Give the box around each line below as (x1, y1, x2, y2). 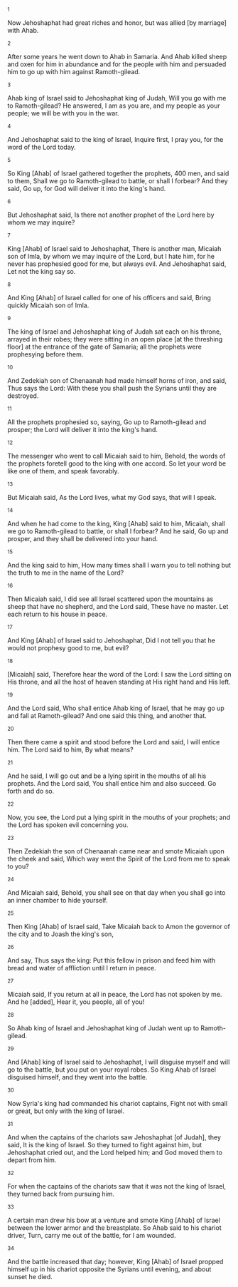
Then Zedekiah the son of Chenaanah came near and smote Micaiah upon (7, 847, 225, 855)
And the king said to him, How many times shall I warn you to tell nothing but (7, 561, 232, 569)
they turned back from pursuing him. (7, 1190, 115, 1198)
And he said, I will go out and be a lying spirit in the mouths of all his (7, 771, 207, 780)
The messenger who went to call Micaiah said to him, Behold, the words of (7, 452, 226, 460)
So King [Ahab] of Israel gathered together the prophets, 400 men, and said (7, 169, 229, 178)
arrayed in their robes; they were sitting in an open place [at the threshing (7, 335, 223, 343)
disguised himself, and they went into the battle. (7, 1073, 148, 1081)
